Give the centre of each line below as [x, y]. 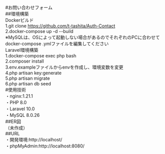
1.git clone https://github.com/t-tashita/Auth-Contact [60, 26]
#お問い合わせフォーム [29, 7]
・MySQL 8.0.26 [22, 115]
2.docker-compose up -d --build [39, 31]
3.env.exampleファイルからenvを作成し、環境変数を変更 [64, 67]
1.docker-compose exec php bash [41, 56]
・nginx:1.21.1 [19, 96]
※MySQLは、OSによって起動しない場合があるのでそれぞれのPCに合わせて [82, 37]
